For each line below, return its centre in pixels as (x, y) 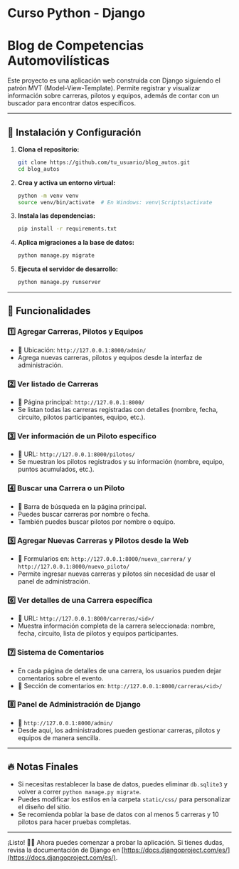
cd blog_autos (38, 169)
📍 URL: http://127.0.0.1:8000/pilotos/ (76, 454)
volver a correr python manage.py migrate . (79, 791)
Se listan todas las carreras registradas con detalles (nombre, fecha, (118, 410)
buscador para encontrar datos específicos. (72, 103)
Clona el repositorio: (48, 149)
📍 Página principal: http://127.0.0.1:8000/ (81, 402)
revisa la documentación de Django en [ (66, 850)
